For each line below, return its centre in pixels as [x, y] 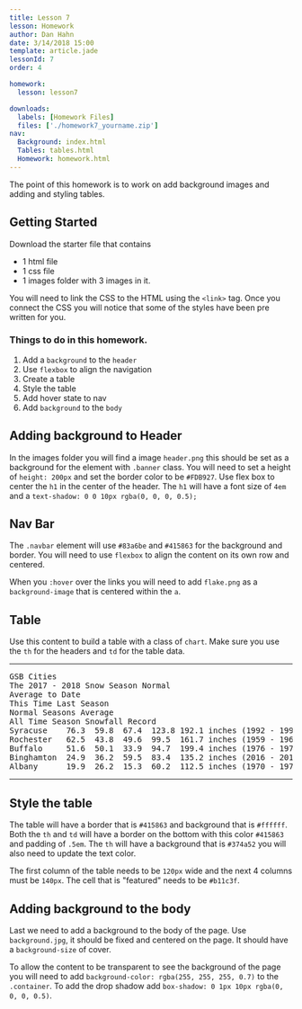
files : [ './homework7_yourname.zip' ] [88, 125]
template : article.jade [54, 51]
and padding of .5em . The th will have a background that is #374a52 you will [148, 844]
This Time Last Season [59, 704]
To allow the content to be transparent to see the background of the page [145, 967]
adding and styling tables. [57, 193]
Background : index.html [62, 142]
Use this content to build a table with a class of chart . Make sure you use [145, 642]
